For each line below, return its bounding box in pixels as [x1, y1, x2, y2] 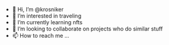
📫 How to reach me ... [12, 32, 69, 39]
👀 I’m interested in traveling [12, 12, 82, 19]
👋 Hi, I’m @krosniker [12, 6, 64, 13]
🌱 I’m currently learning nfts [12, 19, 83, 26]
